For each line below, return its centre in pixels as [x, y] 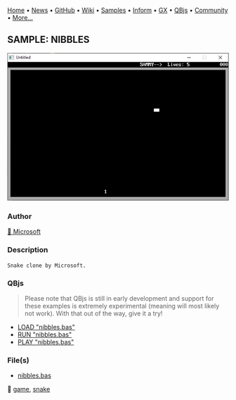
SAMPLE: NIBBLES [48, 40]
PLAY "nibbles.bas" [46, 342]
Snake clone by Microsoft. [47, 265]
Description [28, 250]
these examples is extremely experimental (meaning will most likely [122, 306]
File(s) [18, 360]
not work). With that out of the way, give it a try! [93, 313]
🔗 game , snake [29, 389]
